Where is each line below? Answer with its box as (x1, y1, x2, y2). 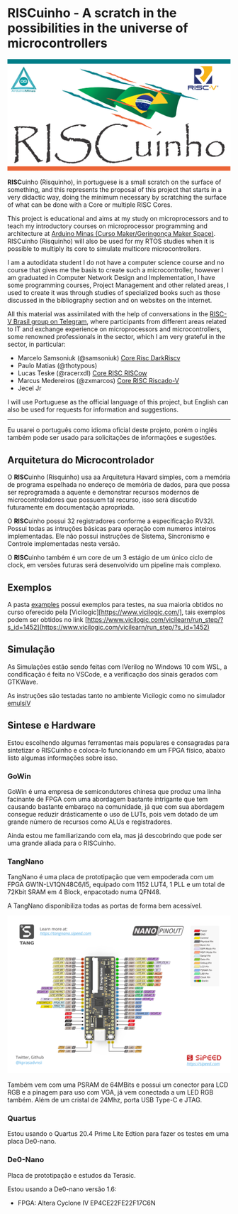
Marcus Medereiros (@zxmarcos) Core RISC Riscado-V (17, 377, 179, 385)
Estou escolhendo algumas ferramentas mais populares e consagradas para (7, 738, 230, 747)
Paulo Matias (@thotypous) (17, 361, 98, 370)
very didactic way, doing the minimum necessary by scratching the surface (7, 193, 227, 202)
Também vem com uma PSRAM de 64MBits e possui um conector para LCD (7, 1080, 229, 1089)
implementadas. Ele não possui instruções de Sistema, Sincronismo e (7, 532, 210, 541)
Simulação (7, 643, 55, 655)
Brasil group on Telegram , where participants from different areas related (13, 318, 227, 326)
